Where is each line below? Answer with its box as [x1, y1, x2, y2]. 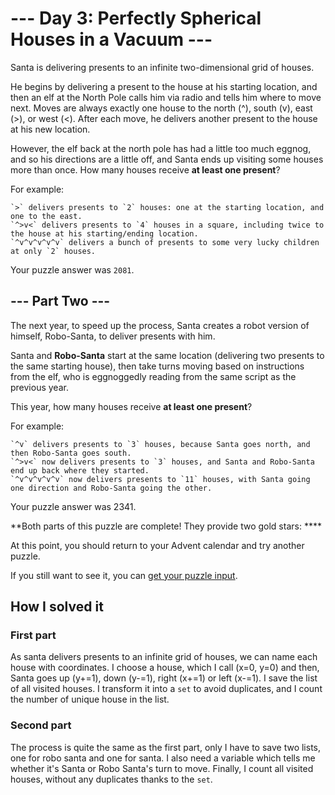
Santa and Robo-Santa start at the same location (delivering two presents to [10, 349, 325, 361]
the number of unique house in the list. [10, 693, 170, 706]
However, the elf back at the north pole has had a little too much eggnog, [10, 142, 312, 154]
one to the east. [10, 211, 83, 221]
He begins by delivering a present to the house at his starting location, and [10, 80, 318, 92]
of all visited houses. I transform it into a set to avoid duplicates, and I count [10, 683, 323, 695]
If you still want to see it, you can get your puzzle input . [10, 569, 238, 581]
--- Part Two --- [10, 293, 111, 310]
